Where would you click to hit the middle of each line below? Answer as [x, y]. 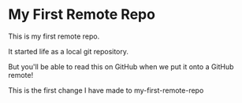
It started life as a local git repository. [68, 51]
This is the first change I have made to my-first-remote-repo [106, 90]
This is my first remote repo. [54, 36]
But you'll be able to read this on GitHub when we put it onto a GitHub [121, 66]
